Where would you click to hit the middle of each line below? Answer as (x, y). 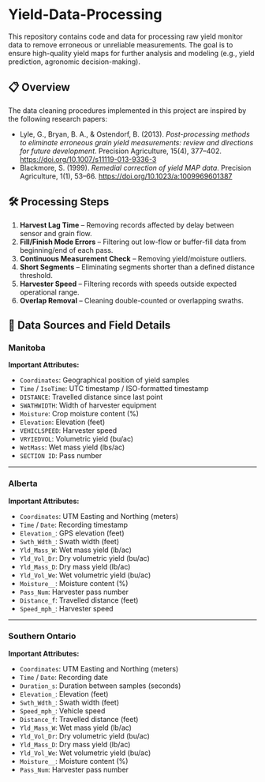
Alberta (23, 483)
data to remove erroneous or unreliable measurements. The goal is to (121, 44)
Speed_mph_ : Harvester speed (66, 608)
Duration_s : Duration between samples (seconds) (100, 686)
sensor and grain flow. (56, 233)
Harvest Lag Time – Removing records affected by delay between (127, 225)
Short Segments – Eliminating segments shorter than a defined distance (137, 267)
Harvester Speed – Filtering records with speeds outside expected (128, 284)
